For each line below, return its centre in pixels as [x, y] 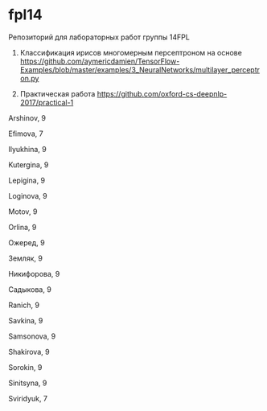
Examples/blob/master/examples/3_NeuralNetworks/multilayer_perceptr [140, 69]
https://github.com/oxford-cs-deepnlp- [162, 93]
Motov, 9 [23, 212]
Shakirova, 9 [29, 351]
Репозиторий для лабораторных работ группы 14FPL [99, 37]
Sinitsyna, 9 [28, 383]
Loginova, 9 [28, 195]
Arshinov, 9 [27, 117]
